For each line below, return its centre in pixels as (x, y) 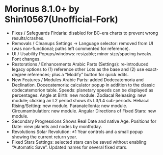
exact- (152, 69)
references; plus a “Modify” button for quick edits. (78, 74)
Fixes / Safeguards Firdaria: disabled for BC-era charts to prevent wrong (85, 33)
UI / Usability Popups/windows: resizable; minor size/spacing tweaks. (82, 54)
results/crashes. (28, 38)
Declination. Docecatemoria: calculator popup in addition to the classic (83, 85)
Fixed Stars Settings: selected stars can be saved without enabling (79, 142)
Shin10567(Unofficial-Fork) (61, 19)
